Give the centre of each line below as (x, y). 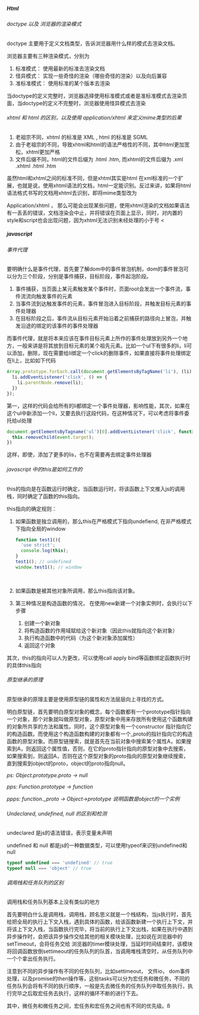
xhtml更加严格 (43, 152)
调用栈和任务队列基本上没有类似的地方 (53, 902)
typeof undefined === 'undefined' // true (60, 863)
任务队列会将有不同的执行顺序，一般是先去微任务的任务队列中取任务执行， (97, 986)
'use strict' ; (38, 545)
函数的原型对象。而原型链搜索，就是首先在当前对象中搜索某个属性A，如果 (97, 742)
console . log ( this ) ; (45, 551)
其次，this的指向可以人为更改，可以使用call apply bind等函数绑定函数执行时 (99, 658)
